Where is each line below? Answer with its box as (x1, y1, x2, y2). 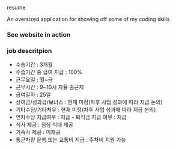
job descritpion (7, 46, 52, 55)
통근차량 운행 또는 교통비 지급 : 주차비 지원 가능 (15, 136, 126, 144)
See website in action (7, 30, 71, 38)
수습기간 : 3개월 (15, 61, 53, 68)
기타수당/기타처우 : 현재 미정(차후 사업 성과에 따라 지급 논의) (15, 106, 156, 114)
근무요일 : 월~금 (15, 76, 53, 84)
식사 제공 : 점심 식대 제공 (15, 121, 74, 129)
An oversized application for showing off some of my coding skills (7, 16, 170, 22)
